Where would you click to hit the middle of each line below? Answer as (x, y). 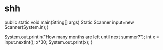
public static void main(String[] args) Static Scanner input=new (69, 22)
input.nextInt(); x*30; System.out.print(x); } (49, 42)
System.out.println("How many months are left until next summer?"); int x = (82, 37)
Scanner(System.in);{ (27, 27)
